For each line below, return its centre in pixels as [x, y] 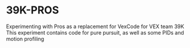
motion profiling [25, 39]
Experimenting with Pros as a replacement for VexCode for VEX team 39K [95, 26]
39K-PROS [33, 10]
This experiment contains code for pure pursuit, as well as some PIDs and [95, 32]
